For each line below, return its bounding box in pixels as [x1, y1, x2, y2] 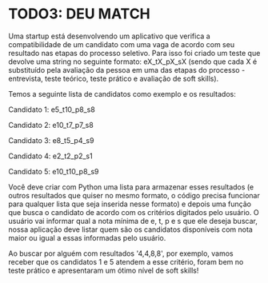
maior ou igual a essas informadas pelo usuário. [8, 233, 166, 242]
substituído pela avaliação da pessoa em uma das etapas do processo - [8, 65, 246, 74]
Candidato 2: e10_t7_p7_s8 [8, 120, 94, 130]
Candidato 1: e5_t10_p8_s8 [8, 105, 96, 114]
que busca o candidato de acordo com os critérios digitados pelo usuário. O [8, 207, 259, 217]
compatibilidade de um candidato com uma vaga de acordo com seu [8, 39, 234, 49]
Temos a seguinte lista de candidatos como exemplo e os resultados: [8, 89, 236, 98]
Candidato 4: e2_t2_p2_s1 [8, 151, 94, 161]
